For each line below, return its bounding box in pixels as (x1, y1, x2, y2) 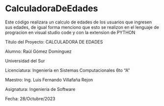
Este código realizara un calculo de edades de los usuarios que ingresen (5, 19, 152, 25)
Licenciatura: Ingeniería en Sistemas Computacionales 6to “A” (5, 67, 130, 73)
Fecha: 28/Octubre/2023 (5, 96, 55, 102)
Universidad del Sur (5, 58, 45, 64)
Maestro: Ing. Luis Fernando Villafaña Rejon (5, 77, 93, 83)
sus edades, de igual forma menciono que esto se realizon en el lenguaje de (5, 24, 160, 30)
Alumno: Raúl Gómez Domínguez (5, 48, 72, 54)
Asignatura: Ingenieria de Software (5, 86, 76, 92)
